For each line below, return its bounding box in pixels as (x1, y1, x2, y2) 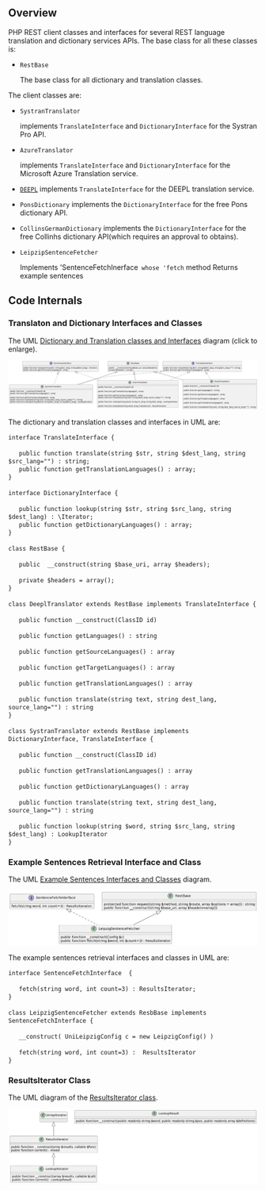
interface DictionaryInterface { (8, 489, 119, 497)
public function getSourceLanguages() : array (18, 647, 176, 655)
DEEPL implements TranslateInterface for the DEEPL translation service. (19, 184, 255, 194)
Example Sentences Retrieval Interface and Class (8, 856, 202, 867)
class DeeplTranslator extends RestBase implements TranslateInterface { (8, 600, 257, 608)
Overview (8, 6, 58, 20)
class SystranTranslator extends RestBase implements (8, 727, 190, 735)
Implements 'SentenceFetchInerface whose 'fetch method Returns (19, 262, 239, 272)
